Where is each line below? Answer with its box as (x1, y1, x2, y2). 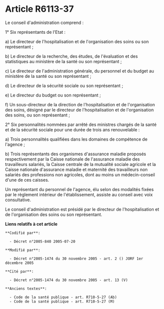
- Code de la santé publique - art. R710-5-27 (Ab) (9, 295, 117, 300)
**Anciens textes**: (5, 286, 47, 291)
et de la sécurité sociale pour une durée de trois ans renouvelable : (5, 126, 140, 133)
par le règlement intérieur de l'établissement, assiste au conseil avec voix (5, 191, 153, 197)
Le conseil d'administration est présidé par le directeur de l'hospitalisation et (5, 206, 160, 212)
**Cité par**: (5, 269, 34, 274)
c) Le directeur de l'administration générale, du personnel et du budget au (5, 68, 154, 74)
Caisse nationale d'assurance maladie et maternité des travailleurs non (5, 166, 148, 172)
